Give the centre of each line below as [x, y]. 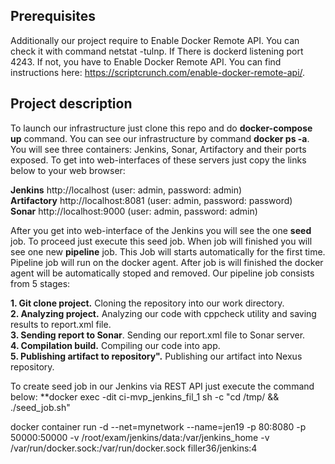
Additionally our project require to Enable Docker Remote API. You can [155, 40]
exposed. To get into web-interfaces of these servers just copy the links [158, 160]
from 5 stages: [40, 283]
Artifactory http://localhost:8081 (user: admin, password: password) [151, 200]
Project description [71, 104]
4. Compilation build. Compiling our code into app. [115, 345]
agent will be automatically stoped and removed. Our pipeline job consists [162, 273]
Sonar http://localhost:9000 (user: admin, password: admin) [134, 211]
